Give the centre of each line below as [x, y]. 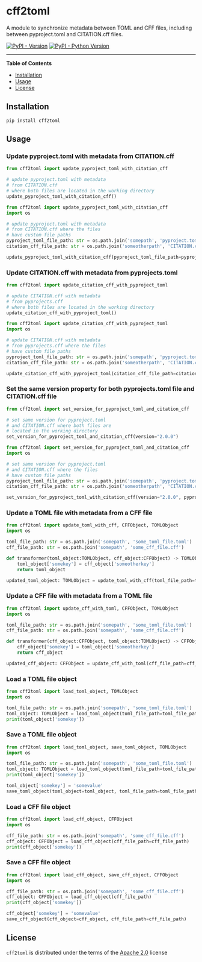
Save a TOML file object [41, 735]
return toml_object [41, 569]
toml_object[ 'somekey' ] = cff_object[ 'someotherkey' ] [86, 564]
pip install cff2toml [33, 121]
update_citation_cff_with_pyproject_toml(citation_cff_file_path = [91, 373]
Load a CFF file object [38, 806]
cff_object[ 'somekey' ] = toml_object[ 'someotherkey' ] [86, 647]
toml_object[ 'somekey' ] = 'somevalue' [55, 786]
